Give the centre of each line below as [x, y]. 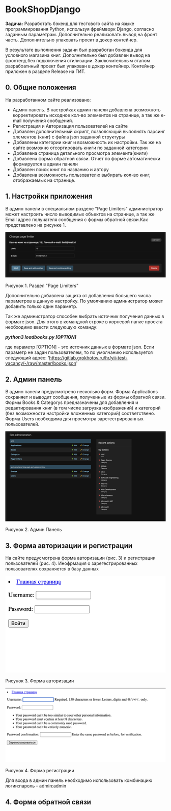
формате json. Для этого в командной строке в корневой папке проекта [84, 322]
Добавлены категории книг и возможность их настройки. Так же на [87, 142]
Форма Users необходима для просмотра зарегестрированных [75, 419]
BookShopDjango [43, 9]
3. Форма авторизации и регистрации [69, 546]
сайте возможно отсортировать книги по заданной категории [80, 148]
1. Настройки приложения [49, 196]
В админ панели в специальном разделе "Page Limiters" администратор [84, 208]
